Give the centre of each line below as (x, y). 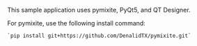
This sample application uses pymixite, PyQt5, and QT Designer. (99, 10)
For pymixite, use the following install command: (77, 23)
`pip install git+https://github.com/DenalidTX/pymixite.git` (99, 36)
